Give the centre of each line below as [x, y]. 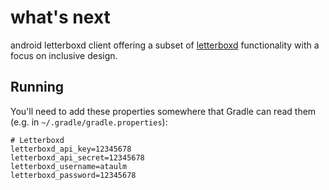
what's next [60, 17]
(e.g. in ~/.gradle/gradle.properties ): [89, 122]
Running [37, 87]
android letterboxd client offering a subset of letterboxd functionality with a [165, 45]
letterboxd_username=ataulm [69, 166]
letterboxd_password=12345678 [73, 175]
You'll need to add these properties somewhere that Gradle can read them [163, 111]
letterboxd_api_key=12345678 [71, 149]
